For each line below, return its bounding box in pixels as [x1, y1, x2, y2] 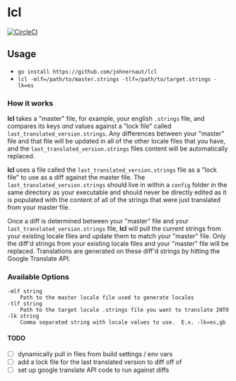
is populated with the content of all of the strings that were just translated [7, 196, 221, 204]
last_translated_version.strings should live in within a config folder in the [7, 181, 228, 189]
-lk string [7, 312, 40, 320]
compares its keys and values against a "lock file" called [7, 122, 172, 131]
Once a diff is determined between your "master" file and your [7, 217, 189, 225]
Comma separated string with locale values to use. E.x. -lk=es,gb [20, 319, 226, 326]
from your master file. [7, 203, 71, 212]
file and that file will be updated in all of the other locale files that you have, [7, 137, 226, 146]
